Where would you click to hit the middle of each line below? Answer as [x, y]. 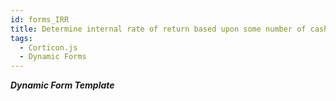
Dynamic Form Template [62, 85]
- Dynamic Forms [53, 57]
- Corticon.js [48, 47]
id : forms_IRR [40, 19]
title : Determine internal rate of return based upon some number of [158, 29]
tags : [21, 38]
